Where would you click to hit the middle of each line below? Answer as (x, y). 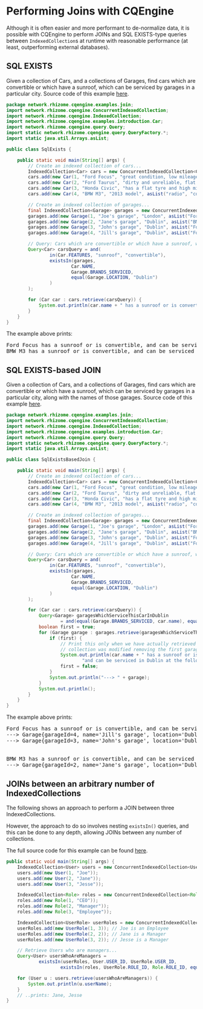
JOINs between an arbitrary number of (81, 784)
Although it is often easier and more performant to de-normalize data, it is (98, 28)
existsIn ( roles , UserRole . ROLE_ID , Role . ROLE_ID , (124, 967)
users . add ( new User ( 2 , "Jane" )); (59, 878)
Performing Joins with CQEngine (90, 11)
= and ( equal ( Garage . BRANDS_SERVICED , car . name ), (123, 621)
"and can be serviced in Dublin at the (132, 661)
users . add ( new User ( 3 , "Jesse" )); (60, 884)
